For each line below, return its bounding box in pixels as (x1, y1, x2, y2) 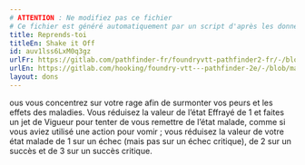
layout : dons (9, 73, 59, 82)
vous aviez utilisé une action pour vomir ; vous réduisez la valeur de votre (9, 126, 284, 137)
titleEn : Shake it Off (9, 38, 95, 48)
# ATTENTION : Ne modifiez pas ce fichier (9, 13, 172, 23)
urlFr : (9, 55, 34, 64)
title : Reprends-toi (9, 30, 88, 39)
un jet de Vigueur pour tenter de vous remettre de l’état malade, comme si (9, 116, 286, 127)
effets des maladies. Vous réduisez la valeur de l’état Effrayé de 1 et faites (9, 106, 284, 118)
